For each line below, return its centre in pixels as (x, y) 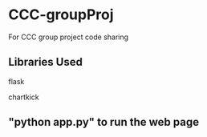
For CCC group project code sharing (69, 37)
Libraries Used (45, 62)
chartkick (24, 97)
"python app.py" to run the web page (103, 122)
